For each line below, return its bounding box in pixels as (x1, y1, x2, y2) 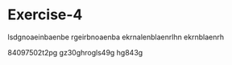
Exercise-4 (7, 6, 83, 24)
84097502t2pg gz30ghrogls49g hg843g (7, 47, 143, 57)
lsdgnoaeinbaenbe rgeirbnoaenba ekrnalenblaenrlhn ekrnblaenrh (7, 32, 225, 42)
